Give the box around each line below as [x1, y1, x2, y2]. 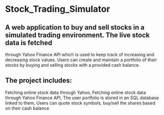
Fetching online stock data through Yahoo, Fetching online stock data [5, 89, 146, 95]
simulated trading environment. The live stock [5, 31, 150, 39]
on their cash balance [5, 105, 49, 111]
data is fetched [5, 38, 52, 47]
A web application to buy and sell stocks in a [5, 23, 145, 32]
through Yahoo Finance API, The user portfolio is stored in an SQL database [5, 95, 159, 101]
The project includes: [5, 77, 73, 85]
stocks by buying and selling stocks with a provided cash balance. [5, 62, 140, 68]
